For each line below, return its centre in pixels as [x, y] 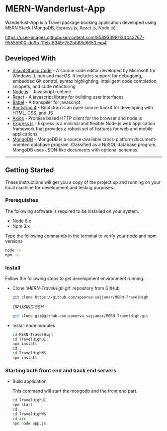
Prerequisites [22, 200]
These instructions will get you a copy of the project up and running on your [83, 182]
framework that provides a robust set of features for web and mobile [83, 129]
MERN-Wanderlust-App [55, 9]
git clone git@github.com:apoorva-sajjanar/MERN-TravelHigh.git [80, 316]
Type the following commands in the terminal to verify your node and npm [81, 236]
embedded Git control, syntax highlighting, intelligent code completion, [85, 81]
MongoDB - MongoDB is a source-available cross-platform [73, 139]
